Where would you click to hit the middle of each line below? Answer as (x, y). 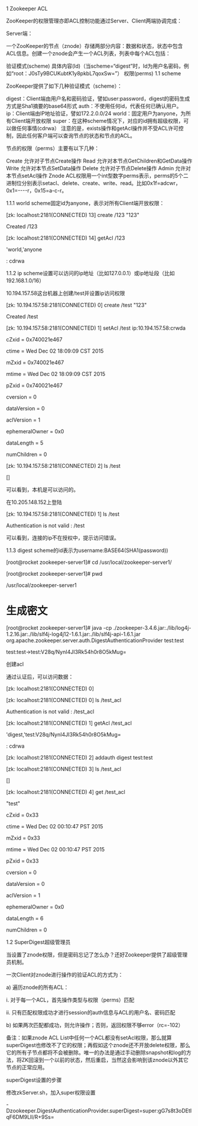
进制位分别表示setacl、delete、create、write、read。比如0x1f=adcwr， (94, 183)
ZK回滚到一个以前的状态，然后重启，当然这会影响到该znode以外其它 (105, 1060)
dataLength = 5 (25, 443)
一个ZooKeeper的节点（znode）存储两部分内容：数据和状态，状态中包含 (95, 46)
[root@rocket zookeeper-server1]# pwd (54, 574)
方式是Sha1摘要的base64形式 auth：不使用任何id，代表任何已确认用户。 (94, 106)
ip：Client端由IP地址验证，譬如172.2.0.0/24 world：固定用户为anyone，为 (96, 113)
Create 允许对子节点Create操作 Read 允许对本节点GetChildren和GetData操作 (99, 161)
